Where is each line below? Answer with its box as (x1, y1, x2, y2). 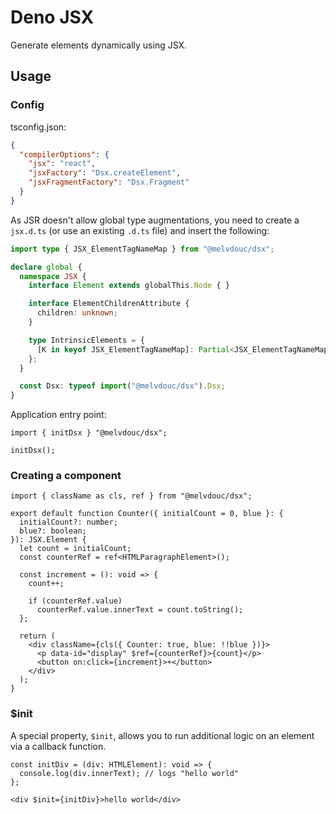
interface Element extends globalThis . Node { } (28, 281, 230, 291)
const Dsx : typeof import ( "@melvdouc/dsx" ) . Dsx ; (19, 381, 226, 391)
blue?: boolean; (19, 526, 87, 536)
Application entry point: (10, 409, 107, 421)
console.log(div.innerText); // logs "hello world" (19, 768, 240, 778)
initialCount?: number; (19, 517, 118, 528)
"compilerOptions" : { (19, 149, 110, 160)
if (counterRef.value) (28, 596, 123, 606)
